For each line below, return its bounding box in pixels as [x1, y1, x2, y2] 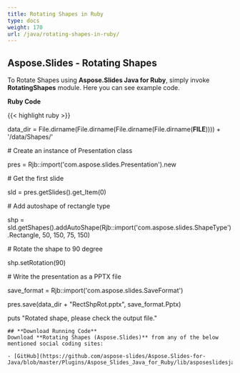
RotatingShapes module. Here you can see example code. [7, 84, 181, 92]
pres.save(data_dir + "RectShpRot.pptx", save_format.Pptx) [7, 300, 181, 309]
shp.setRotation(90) [7, 259, 66, 267]
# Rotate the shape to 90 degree [7, 244, 104, 254]
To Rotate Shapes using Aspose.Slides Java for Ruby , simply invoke [7, 76, 210, 84]
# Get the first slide [7, 174, 64, 183]
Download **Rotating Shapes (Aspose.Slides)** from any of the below [7, 334, 219, 342]
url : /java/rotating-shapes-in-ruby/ [7, 30, 120, 38]
